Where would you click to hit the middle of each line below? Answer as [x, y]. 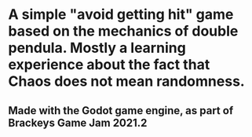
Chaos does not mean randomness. [126, 81]
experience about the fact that [109, 65]
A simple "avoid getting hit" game [121, 15]
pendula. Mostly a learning [97, 48]
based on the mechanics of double [123, 31]
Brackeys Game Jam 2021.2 [78, 122]
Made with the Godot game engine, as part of [121, 111]
